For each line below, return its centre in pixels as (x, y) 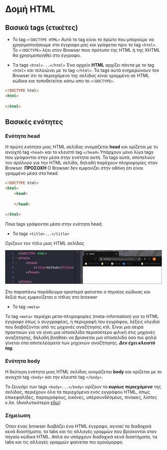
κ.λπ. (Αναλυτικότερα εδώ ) (33, 402)
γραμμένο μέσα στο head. (32, 173)
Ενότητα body (23, 361)
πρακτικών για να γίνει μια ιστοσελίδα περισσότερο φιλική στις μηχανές (80, 332)
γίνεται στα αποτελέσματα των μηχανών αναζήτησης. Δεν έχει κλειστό (80, 342)
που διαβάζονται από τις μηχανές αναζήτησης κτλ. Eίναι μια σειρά (75, 327)
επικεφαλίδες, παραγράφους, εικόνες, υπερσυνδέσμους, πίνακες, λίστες (81, 397)
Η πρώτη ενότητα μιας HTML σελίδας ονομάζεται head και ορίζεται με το (82, 147)
